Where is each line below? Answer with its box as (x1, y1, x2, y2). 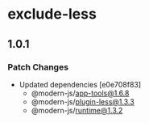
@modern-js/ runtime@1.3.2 (31, 105, 123, 115)
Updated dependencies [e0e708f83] (19, 79, 142, 89)
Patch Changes (7, 61, 69, 73)
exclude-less (7, 5, 97, 23)
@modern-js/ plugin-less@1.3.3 (31, 96, 135, 106)
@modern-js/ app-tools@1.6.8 (31, 88, 130, 98)
